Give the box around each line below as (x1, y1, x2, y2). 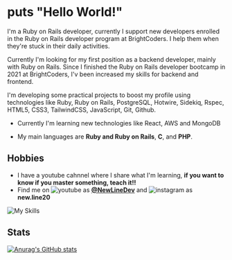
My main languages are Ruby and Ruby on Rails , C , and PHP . (17, 132, 193, 141)
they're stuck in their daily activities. (7, 42, 110, 50)
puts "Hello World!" (7, 4, 123, 20)
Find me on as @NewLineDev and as (17, 185, 193, 194)
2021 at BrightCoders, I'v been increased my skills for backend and (7, 70, 199, 78)
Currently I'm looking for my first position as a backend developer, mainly (7, 55, 216, 63)
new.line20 (17, 193, 51, 201)
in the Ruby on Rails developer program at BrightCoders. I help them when (7, 34, 220, 42)
